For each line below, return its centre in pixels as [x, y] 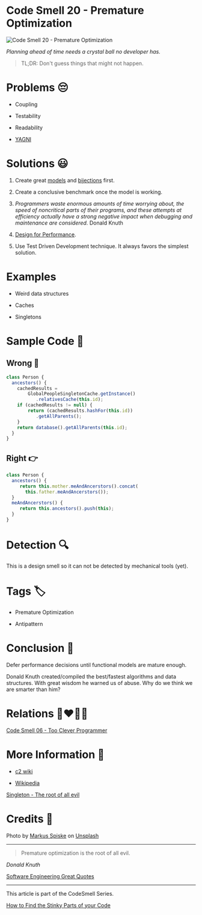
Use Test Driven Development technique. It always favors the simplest [102, 246]
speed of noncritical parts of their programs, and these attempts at [98, 210]
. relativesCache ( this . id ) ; [69, 400]
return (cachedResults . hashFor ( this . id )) [81, 411]
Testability [28, 116]
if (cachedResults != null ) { [55, 405]
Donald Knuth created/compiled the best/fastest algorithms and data [91, 676]
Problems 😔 [38, 88]
